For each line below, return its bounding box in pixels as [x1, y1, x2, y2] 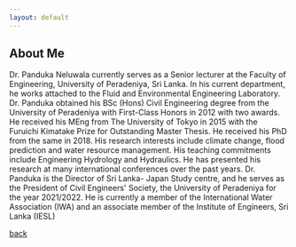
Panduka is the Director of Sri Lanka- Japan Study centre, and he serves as [9, 173, 285, 184]
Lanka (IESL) [9, 211, 56, 222]
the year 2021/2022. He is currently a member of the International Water [9, 192, 273, 203]
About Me [9, 46, 65, 61]
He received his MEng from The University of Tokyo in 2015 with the [9, 116, 259, 127]
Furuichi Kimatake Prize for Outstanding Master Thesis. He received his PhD [9, 126, 287, 137]
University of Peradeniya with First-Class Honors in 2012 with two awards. [9, 108, 281, 118]
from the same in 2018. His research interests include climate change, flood [9, 135, 285, 147]
